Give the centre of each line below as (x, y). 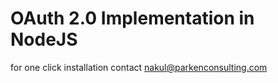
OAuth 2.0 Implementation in (132, 18)
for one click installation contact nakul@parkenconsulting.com (139, 67)
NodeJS (44, 39)
